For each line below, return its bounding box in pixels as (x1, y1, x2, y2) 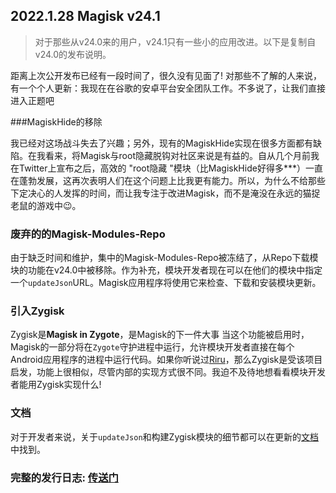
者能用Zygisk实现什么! (10, 379, 102, 391)
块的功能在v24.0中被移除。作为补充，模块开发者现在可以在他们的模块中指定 (10, 264, 323, 276)
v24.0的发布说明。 (34, 48, 112, 60)
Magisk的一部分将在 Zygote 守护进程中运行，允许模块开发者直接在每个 (10, 341, 295, 353)
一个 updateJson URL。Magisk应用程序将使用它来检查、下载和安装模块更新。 (10, 277, 322, 289)
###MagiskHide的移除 (10, 115, 103, 128)
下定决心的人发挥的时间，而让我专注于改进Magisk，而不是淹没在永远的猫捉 (10, 187, 321, 199)
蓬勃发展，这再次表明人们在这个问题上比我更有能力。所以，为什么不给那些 (18, 174, 326, 186)
